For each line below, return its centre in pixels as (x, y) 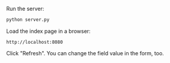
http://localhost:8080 (35, 42)
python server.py (28, 20)
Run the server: (25, 9)
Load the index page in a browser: (49, 31)
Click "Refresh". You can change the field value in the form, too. (85, 53)
